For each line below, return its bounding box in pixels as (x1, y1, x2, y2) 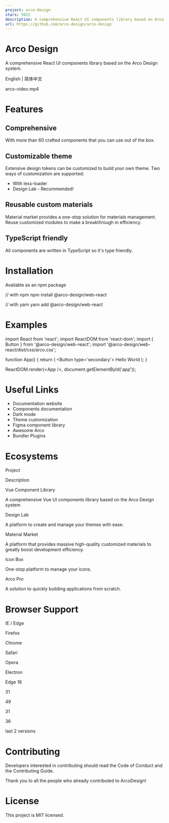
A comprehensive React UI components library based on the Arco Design (5, 60, 158, 66)
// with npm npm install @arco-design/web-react (5, 291, 107, 297)
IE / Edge (5, 620, 24, 626)
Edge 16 (5, 679, 22, 685)
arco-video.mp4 (5, 86, 39, 92)
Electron (5, 669, 23, 675)
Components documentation (12, 406, 72, 412)
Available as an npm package (5, 282, 67, 288)
